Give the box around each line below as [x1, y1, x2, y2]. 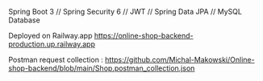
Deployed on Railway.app [8, 31, 93, 40]
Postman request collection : [8, 55, 103, 64]
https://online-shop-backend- [94, 31, 194, 40]
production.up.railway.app [8, 39, 95, 49]
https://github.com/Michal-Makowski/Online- [104, 55, 256, 64]
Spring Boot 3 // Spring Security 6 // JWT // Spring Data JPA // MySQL [8, 7, 242, 16]
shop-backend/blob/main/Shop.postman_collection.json [8, 63, 195, 73]
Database [8, 15, 40, 25]
